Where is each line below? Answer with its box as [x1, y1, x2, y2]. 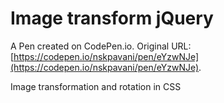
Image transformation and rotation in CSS [10, 80, 182, 92]
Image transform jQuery [10, 7, 214, 30]
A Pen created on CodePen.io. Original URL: [10, 40, 192, 52]
